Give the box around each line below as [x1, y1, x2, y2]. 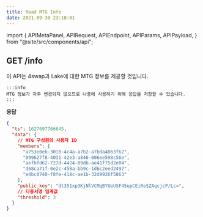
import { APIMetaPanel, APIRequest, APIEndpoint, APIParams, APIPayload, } [6, 31, 197, 39]
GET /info [6, 56, 43, 66]
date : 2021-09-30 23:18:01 [6, 15, 75, 21]
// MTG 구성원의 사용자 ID [17, 137, 78, 144]
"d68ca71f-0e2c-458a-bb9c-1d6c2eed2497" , [22, 166, 130, 172]
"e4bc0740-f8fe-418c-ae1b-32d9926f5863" [22, 172, 127, 178]
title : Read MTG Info [6, 9, 62, 15]
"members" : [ [17, 143, 51, 149]
